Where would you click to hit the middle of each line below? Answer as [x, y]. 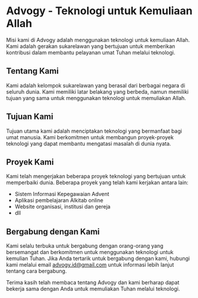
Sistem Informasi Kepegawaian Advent [62, 194]
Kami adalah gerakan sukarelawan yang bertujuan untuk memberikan [91, 46]
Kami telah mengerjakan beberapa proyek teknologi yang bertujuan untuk [96, 177]
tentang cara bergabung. [36, 271]
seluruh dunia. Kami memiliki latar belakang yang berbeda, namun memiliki [97, 92]
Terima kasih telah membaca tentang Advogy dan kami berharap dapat [93, 283]
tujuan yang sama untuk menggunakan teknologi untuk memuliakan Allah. [96, 98]
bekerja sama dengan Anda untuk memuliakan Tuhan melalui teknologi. [93, 289]
